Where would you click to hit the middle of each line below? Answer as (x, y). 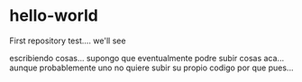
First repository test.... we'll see (68, 41)
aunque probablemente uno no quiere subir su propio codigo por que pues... (151, 68)
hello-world (54, 16)
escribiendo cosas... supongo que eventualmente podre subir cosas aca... (147, 58)
